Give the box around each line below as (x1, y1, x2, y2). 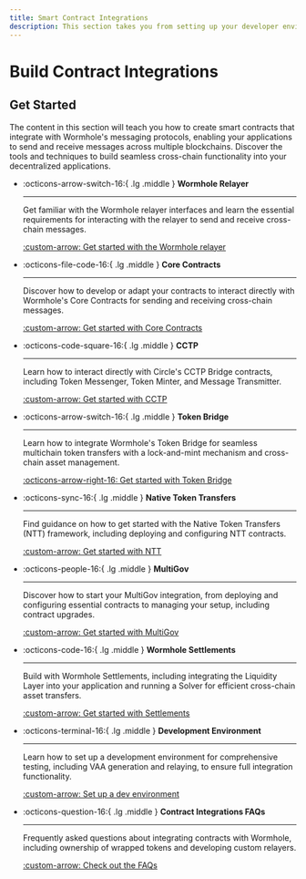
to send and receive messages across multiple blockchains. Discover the (9, 140, 283, 151)
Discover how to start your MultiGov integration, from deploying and (22, 589, 279, 600)
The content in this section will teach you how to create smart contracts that (9, 121, 295, 132)
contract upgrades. (22, 608, 96, 620)
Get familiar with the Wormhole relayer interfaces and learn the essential (22, 204, 294, 215)
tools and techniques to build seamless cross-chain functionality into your (9, 150, 287, 161)
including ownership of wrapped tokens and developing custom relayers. (22, 842, 297, 853)
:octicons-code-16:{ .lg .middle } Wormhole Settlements (22, 644, 236, 655)
